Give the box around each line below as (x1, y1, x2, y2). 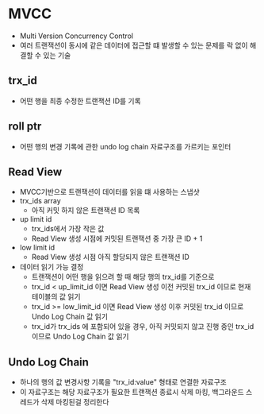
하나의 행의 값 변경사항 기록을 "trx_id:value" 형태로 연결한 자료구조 (19, 377, 228, 387)
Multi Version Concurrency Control (19, 31, 133, 41)
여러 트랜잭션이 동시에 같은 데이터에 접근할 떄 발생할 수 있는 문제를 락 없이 (19, 41, 248, 50)
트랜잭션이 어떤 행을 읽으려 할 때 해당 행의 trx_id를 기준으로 (31, 272, 215, 282)
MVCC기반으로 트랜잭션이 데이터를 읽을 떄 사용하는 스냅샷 (19, 188, 200, 197)
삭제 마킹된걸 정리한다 (40, 397, 109, 407)
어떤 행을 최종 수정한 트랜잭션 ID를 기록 (19, 96, 141, 106)
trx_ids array (19, 196, 61, 206)
